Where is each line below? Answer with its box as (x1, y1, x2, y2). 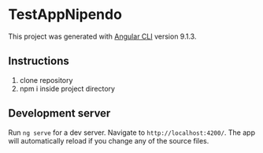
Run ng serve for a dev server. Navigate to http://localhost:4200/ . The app (8, 128, 256, 137)
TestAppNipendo (8, 6, 122, 24)
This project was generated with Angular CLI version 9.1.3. (8, 32, 197, 41)
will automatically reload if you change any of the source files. (8, 136, 209, 145)
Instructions (8, 54, 69, 68)
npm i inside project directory (19, 84, 116, 93)
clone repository (19, 75, 73, 84)
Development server (8, 106, 111, 120)
